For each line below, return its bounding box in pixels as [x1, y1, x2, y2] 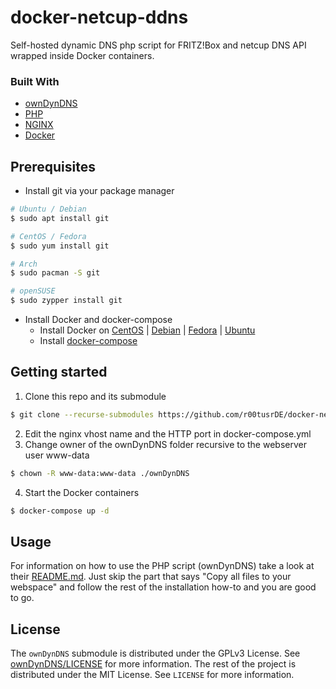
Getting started [10, 364, 108, 381]
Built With [10, 74, 60, 88]
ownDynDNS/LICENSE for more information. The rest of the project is [10, 658, 297, 670]
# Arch [10, 259, 38, 269]
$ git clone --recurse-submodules [10, 409, 155, 420]
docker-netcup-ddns [10, 6, 189, 29]
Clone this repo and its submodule [24, 390, 167, 402]
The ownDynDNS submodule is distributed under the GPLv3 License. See [10, 647, 301, 660]
